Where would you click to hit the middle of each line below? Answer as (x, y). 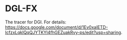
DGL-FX (21, 9)
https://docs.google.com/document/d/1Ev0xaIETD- (57, 27)
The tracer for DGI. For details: (36, 22)
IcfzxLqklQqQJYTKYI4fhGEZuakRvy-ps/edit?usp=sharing (63, 32)
